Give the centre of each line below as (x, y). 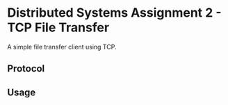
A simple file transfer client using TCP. (62, 47)
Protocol (26, 68)
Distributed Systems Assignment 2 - (114, 13)
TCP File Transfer (58, 27)
